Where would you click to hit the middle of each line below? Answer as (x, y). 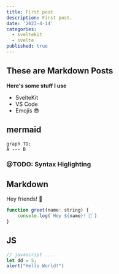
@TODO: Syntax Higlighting (49, 165)
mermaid (24, 130)
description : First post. (39, 18)
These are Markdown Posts (60, 71)
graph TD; (19, 144)
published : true (27, 46)
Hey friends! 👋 (25, 199)
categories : (21, 29)
